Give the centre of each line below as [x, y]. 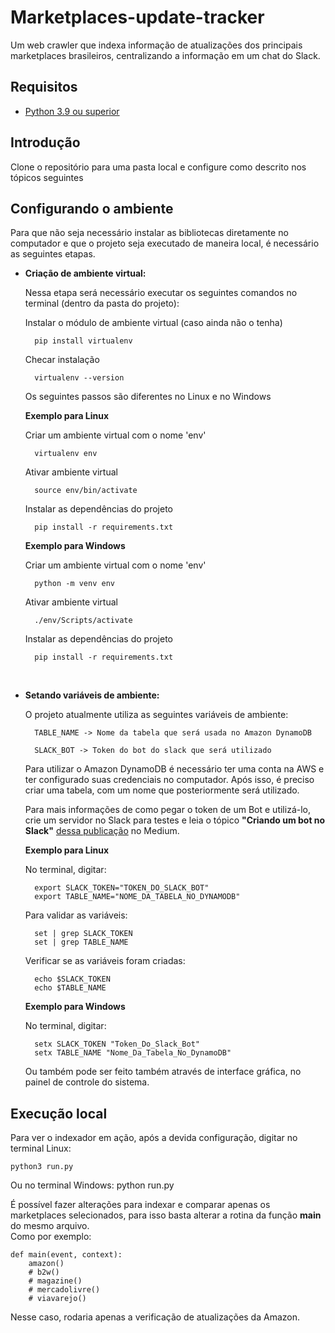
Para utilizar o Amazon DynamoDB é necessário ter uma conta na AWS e [174, 769]
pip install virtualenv [83, 341]
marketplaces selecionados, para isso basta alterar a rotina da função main [166, 1215]
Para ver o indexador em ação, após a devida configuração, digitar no [154, 1138]
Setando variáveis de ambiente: [92, 695]
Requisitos [44, 87]
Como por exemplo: [51, 1237]
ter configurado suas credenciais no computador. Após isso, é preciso [169, 780]
